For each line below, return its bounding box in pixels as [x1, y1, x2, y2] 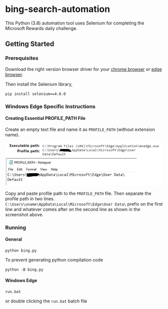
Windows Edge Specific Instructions [5, 103, 96, 110]
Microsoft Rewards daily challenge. [5, 25, 77, 31]
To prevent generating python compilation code [5, 257, 103, 263]
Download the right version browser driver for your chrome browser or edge [5, 66, 162, 72]
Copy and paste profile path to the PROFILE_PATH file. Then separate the [5, 190, 151, 196]
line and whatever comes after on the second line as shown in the [5, 206, 140, 212]
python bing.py [5, 248, 37, 253]
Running [5, 224, 26, 231]
